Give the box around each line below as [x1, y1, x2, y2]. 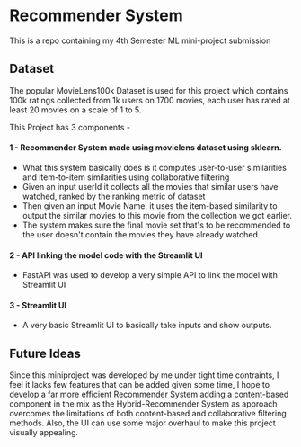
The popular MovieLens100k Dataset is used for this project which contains [9, 85, 288, 95]
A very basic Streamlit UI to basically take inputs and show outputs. [22, 320, 272, 331]
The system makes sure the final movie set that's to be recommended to [22, 219, 291, 230]
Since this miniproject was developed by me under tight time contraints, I [9, 370, 279, 380]
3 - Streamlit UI [9, 299, 67, 310]
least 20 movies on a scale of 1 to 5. [9, 104, 142, 115]
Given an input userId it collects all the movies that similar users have [22, 181, 279, 192]
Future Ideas [9, 345, 81, 361]
